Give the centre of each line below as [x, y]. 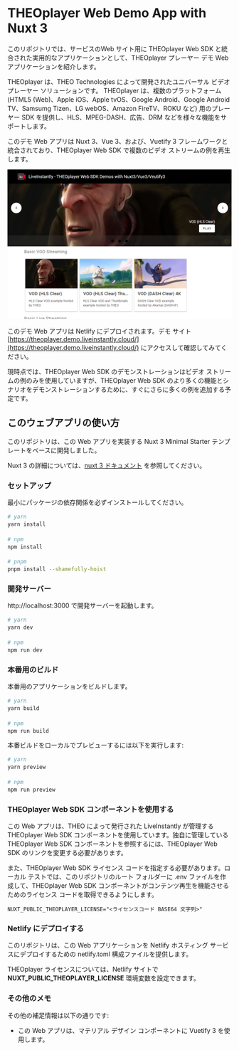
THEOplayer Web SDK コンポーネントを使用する [91, 809]
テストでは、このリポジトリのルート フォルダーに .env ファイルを [124, 877]
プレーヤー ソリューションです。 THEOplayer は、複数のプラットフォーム [115, 90]
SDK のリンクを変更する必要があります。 [68, 853]
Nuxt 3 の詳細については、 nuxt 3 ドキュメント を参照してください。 [107, 465]
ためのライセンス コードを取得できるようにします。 [83, 895]
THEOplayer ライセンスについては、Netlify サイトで [83, 970]
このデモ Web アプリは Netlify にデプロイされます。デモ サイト [100, 331]
